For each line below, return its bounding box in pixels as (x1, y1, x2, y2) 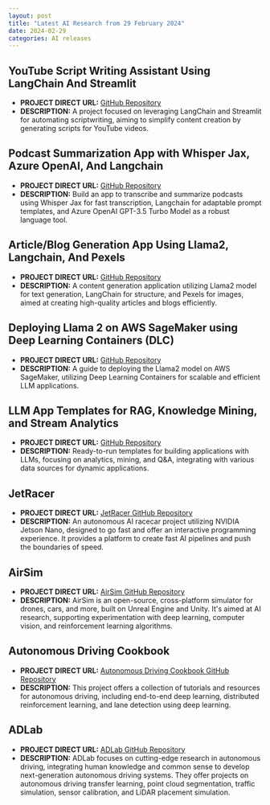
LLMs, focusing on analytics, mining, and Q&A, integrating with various (19, 455, 255, 465)
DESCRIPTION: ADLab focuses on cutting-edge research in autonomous (19, 753, 261, 762)
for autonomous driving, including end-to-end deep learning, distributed (19, 691, 260, 700)
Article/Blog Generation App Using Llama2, (8, 238, 229, 252)
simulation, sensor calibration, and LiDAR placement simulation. (19, 787, 231, 797)
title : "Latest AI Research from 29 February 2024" (8, 19, 185, 27)
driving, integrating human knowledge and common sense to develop (19, 762, 251, 771)
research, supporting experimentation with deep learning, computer (19, 612, 245, 622)
